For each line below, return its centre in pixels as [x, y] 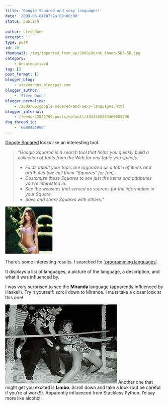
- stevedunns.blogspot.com [43, 85]
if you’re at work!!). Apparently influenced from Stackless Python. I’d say [80, 392]
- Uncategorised [31, 64]
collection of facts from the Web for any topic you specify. [78, 157]
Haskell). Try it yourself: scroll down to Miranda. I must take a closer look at [83, 292]
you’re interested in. [46, 183]
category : [16, 58]
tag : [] [13, 69]
